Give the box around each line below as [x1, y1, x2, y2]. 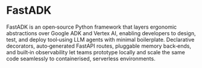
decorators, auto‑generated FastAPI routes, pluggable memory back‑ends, [6, 42, 192, 50]
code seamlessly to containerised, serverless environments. [6, 55, 156, 62]
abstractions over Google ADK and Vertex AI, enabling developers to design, [6, 29, 196, 36]
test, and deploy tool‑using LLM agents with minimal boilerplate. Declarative [6, 36, 195, 43]
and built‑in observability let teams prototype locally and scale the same [6, 48, 185, 55]
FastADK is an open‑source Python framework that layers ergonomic [6, 23, 177, 30]
